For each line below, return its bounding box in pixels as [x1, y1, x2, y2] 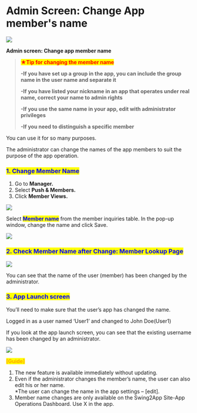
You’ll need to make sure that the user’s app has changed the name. [6, 306, 171, 313]
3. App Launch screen [6, 293, 71, 301]
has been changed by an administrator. [6, 335, 101, 342]
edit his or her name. [14, 381, 65, 388]
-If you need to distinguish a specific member [20, 123, 134, 130]
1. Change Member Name [6, 167, 79, 175]
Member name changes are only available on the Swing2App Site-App [14, 394, 185, 401]
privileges [20, 111, 46, 118]
